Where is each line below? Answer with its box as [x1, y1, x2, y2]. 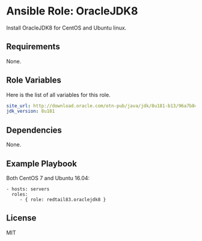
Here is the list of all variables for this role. [6, 91, 111, 98]
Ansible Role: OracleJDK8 [6, 4, 138, 18]
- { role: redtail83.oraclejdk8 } [19, 196, 106, 202]
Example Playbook [6, 158, 77, 169]
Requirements [6, 42, 60, 52]
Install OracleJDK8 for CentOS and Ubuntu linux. [6, 24, 127, 31]
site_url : [6, 102, 31, 109]
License [6, 213, 37, 224]
